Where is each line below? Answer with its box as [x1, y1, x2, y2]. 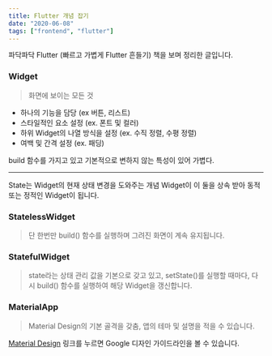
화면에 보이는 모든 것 [28, 90, 94, 100]
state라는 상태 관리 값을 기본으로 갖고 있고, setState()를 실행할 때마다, [28, 271, 250, 281]
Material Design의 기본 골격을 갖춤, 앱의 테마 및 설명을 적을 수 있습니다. [28, 321, 255, 331]
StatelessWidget [8, 211, 75, 222]
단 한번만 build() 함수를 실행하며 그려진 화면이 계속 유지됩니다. [28, 230, 225, 240]
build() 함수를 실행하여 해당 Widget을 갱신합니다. [36, 281, 193, 290]
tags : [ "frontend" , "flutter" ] [8, 27, 114, 35]
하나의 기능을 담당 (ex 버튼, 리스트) [19, 107, 131, 118]
